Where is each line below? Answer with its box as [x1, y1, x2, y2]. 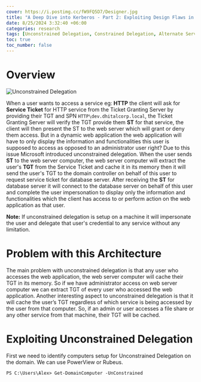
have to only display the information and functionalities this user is [6, 137, 169, 145]
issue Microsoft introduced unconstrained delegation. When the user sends [6, 151, 193, 158]
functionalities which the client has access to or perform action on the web [6, 195, 191, 202]
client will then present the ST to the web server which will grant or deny [6, 125, 185, 132]
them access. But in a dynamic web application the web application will [6, 131, 182, 139]
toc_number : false [6, 43, 52, 49]
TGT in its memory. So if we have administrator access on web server [6, 279, 178, 287]
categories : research [6, 25, 60, 32]
